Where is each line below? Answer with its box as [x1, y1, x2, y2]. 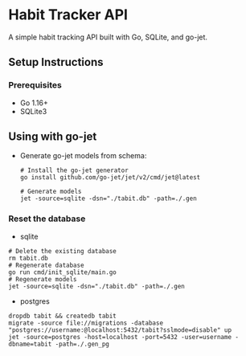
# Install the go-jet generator [19, 166, 129, 174]
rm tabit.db [8, 254, 48, 262]
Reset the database [8, 213, 86, 224]
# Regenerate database [8, 261, 84, 269]
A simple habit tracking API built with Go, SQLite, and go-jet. [8, 32, 207, 42]
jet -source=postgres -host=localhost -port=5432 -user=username [8, 333, 232, 341]
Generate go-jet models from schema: [19, 151, 147, 161]
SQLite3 [19, 106, 47, 116]
